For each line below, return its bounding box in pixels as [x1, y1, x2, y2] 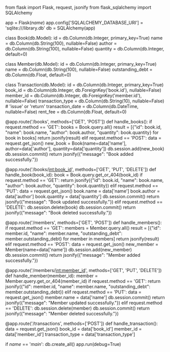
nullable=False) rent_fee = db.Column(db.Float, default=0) [5, 109, 127, 115]
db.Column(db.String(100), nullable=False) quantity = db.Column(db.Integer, [5, 46, 164, 51]
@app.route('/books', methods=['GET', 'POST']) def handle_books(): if [5, 119, 152, 124]
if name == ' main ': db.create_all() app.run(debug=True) [5, 341, 121, 347]
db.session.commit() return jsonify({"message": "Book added [5, 151, 133, 157]
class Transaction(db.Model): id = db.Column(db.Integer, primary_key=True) [5, 82, 164, 88]
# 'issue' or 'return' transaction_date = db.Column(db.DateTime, [5, 103, 139, 109]
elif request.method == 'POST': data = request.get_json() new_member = [5, 241, 159, 247]
